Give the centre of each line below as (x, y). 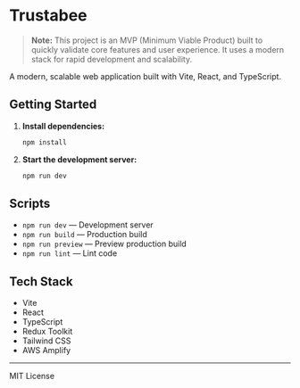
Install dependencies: (63, 126)
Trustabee (48, 16)
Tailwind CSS (46, 341)
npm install (44, 142)
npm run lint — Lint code (70, 253)
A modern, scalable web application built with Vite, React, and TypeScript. (146, 76)
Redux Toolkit (47, 332)
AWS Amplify (46, 351)
